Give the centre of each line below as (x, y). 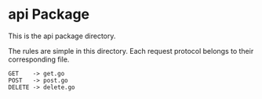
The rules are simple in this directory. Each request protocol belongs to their (131, 51)
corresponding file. (39, 59)
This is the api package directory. (62, 36)
